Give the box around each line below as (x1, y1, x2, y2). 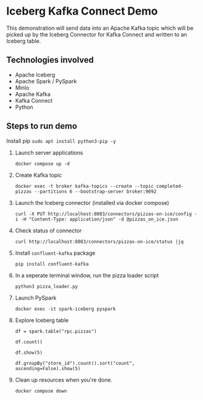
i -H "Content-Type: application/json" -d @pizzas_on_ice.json (15, 216, 179, 222)
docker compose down (15, 388, 67, 394)
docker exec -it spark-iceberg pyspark (15, 306, 116, 312)
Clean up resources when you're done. (15, 376, 113, 384)
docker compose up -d (15, 160, 70, 167)
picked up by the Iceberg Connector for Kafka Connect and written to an (6, 30, 187, 38)
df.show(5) (15, 350, 43, 356)
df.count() (15, 339, 43, 345)
